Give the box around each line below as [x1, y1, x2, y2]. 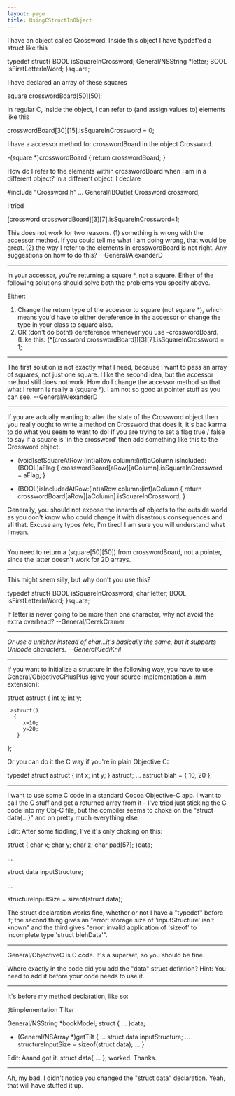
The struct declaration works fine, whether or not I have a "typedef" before [7, 908, 224, 917]
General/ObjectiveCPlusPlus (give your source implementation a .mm [7, 673, 206, 681]
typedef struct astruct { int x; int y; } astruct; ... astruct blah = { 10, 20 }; [7, 771, 213, 779]
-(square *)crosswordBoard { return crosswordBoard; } [7, 153, 166, 162]
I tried [7, 201, 24, 210]
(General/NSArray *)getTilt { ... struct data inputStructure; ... [17, 1032, 190, 1041]
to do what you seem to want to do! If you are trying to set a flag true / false [7, 428, 225, 436]
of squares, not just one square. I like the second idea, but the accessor [7, 370, 214, 379]
